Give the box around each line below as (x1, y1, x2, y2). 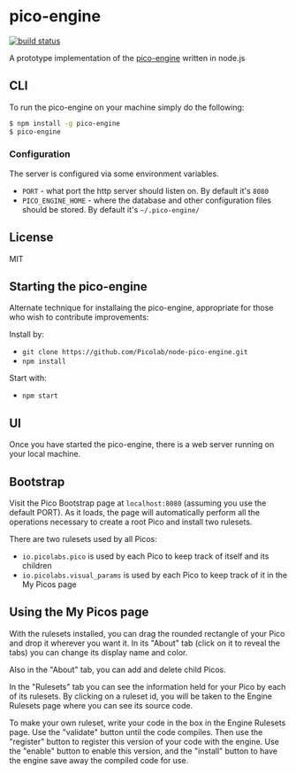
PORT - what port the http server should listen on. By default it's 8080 (21, 185, 269, 196)
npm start (21, 391, 59, 400)
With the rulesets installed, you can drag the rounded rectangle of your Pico (9, 628, 285, 639)
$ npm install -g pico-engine (9, 119, 121, 128)
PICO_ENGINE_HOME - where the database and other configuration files (21, 195, 272, 205)
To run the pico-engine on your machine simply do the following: (9, 102, 245, 112)
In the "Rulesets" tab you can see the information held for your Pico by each (9, 681, 286, 692)
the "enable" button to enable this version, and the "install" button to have (9, 746, 278, 756)
